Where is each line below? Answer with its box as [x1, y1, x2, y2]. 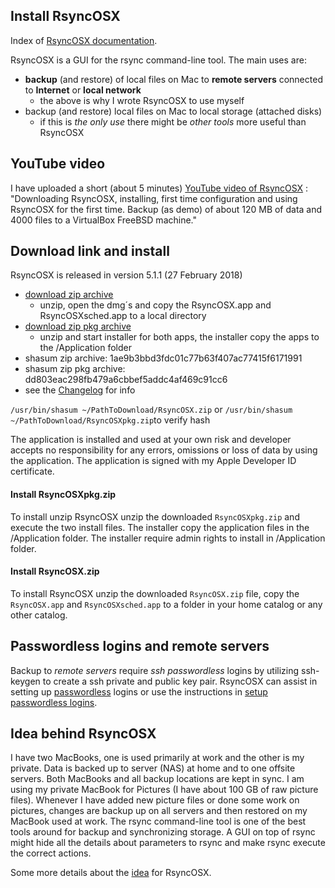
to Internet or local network [24, 84, 142, 96]
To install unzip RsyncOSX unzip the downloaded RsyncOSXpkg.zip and [10, 510, 300, 523]
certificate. [10, 465, 55, 478]
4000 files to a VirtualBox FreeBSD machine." [10, 214, 198, 226]
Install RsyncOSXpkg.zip [10, 489, 117, 501]
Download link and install [10, 243, 170, 260]
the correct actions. [10, 847, 92, 859]
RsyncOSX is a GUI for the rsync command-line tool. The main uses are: [10, 54, 307, 66]
